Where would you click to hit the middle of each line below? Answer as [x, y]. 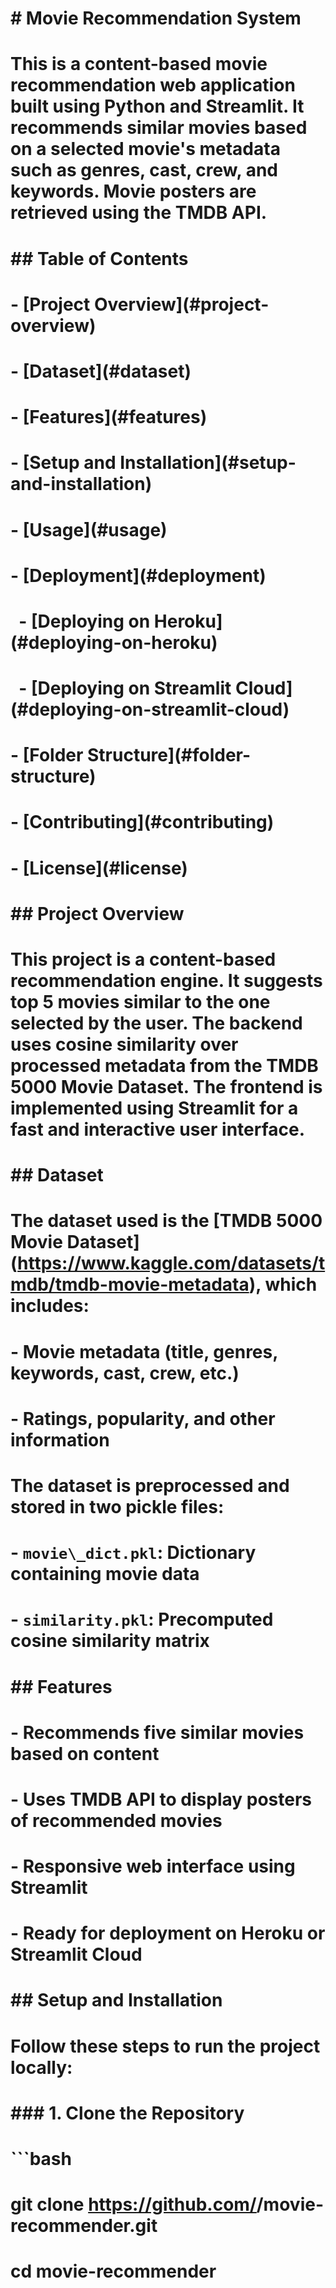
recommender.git [84, 2226]
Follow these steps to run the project [165, 2046]
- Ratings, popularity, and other [143, 1418]
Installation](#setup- [208, 463]
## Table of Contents [99, 258]
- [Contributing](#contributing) [142, 822]
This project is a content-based [143, 959]
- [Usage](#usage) [89, 529]
